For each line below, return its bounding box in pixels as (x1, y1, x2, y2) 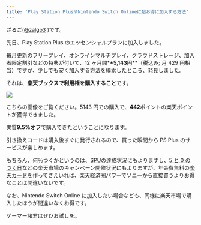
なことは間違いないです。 (6, 179, 69, 186)
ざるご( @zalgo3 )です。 (6, 26, 65, 33)
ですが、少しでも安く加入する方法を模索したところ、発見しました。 (16, 67, 185, 74)
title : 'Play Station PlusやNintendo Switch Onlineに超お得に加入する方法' (6, 8, 189, 15)
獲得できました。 (16, 110, 59, 118)
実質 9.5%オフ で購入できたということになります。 (6, 124, 130, 131)
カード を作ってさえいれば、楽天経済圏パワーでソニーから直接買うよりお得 (11, 172, 195, 179)
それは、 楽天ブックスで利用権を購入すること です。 (6, 79, 132, 86)
